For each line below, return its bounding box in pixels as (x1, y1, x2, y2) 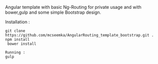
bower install (7, 41, 37, 46)
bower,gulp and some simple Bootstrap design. (5, 9, 102, 15)
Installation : (5, 19, 30, 25)
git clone (5, 29, 26, 33)
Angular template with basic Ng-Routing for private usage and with (5, 4, 142, 10)
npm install (5, 37, 30, 42)
